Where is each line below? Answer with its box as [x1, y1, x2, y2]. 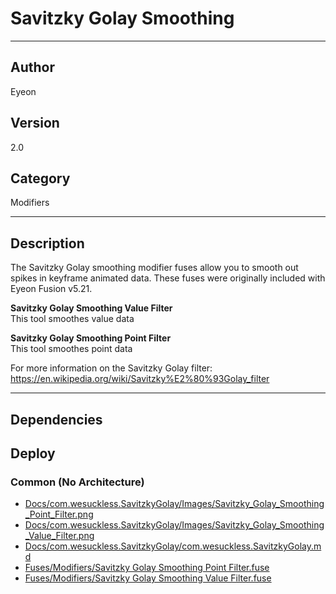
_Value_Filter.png [24, 530, 95, 542]
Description [10, 235, 85, 252]
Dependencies [10, 411, 103, 428]
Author [10, 59, 55, 76]
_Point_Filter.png [24, 508, 94, 521]
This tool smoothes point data [10, 343, 133, 355]
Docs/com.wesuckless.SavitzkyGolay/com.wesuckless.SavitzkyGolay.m [24, 540, 322, 552]
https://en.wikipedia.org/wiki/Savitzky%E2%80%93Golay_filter [10, 373, 270, 385]
